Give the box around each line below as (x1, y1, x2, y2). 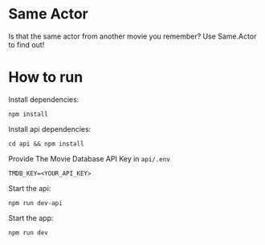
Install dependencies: (8, 94, 79, 104)
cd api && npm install (8, 140, 84, 148)
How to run (8, 68, 84, 87)
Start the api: (8, 183, 51, 193)
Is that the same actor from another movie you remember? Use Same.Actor (8, 31, 257, 41)
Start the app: (8, 213, 54, 223)
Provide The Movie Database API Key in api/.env (8, 153, 170, 163)
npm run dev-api (8, 198, 63, 207)
